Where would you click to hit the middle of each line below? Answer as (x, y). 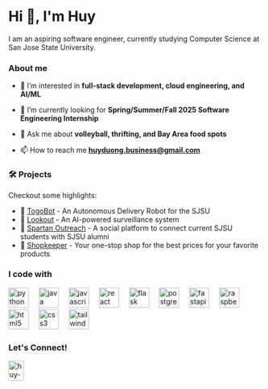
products (35, 254)
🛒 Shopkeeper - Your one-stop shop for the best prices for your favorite (139, 245)
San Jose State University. (52, 47)
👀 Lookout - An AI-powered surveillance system (99, 219)
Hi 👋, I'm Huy (52, 17)
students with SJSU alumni (65, 236)
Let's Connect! (38, 347)
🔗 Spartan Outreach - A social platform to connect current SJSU (126, 228)
